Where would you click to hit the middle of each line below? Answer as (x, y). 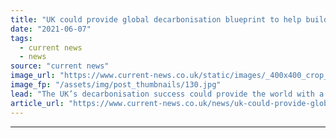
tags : (21, 38)
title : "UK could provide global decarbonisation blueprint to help (156, 19)
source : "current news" (60, 66)
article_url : (37, 103)
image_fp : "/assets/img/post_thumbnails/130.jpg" (116, 85)
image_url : (33, 76)
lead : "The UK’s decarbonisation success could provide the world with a (167, 94)
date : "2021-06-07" (51, 29)
